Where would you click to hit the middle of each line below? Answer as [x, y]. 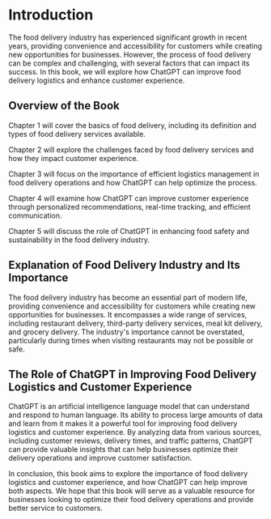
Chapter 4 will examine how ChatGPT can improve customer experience [129, 198]
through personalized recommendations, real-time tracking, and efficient [129, 206]
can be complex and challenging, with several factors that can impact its [129, 63]
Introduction [51, 15]
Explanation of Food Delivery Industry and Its [125, 265]
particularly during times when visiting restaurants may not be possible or [131, 340]
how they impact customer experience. [74, 158]
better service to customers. [55, 508]
